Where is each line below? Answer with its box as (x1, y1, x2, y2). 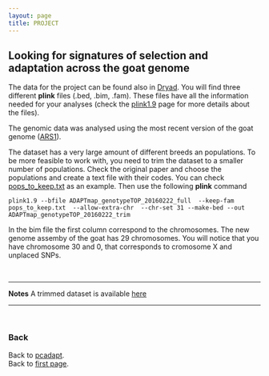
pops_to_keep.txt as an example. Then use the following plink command (8, 182, 247, 191)
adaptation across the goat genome (8, 61, 191, 74)
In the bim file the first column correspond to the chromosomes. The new (8, 225, 250, 234)
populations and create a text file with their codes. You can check (8, 173, 225, 182)
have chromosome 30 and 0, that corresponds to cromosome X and (8, 242, 232, 252)
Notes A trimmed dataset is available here (8, 289, 147, 298)
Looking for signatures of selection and (8, 49, 209, 62)
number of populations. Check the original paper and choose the (8, 165, 222, 174)
